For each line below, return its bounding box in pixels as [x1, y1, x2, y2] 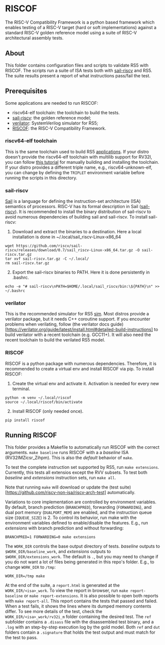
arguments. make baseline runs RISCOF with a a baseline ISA [5, 449, 129, 455]
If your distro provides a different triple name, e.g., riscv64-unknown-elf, [5, 164, 153, 170]
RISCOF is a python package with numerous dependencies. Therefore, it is [5, 360, 157, 367]
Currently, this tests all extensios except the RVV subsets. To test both [5, 469, 148, 475]
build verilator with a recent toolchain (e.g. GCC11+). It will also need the [5, 332, 151, 338]
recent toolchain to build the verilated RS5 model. [5, 337, 105, 343]
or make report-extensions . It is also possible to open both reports [24, 592, 159, 598]
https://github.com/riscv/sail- [16, 244, 83, 248]
